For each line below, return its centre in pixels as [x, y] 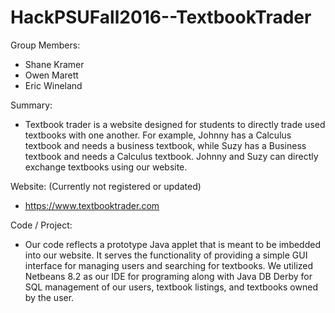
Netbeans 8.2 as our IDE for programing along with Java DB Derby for [168, 276]
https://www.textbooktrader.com [92, 205]
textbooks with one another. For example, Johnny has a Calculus [158, 135]
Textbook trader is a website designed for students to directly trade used [175, 124]
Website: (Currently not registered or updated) [106, 186]
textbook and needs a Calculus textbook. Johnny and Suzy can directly [171, 156]
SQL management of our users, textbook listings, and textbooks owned [171, 287]
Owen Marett [51, 75]
